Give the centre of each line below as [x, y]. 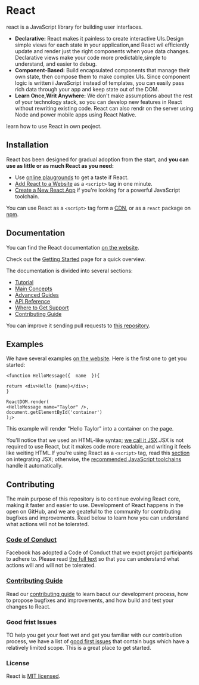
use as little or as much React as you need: [60, 165]
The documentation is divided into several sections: [69, 271]
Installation [27, 145]
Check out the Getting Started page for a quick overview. [76, 259]
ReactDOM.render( [28, 402]
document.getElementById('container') [54, 413]
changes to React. [28, 606]
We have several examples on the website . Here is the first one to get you [97, 358]
